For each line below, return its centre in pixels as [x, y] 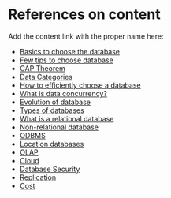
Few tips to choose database [67, 60]
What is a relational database [67, 118]
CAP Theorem [42, 68]
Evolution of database [55, 102]
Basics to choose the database [70, 51]
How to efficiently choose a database [80, 85]
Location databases [52, 144]
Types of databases [52, 110]
